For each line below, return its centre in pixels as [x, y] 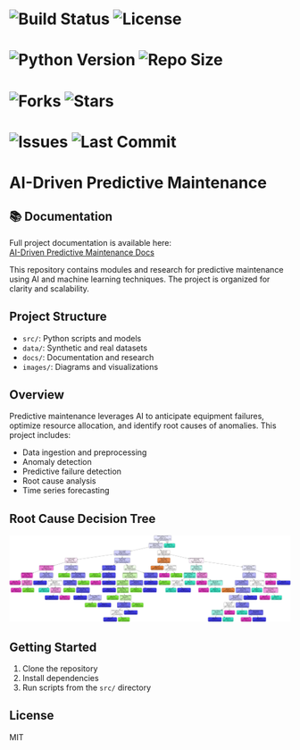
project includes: [40, 435]
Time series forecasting [66, 491]
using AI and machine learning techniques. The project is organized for [140, 279]
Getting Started [53, 647]
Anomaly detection [57, 462]
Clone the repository [60, 669]
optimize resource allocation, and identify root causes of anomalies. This [143, 426]
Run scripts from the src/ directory [87, 687]
